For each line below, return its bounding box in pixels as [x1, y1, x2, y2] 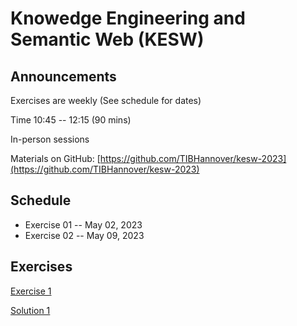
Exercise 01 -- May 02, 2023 [24, 218, 143, 231]
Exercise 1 [10, 285, 52, 297]
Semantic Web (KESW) [10, 28, 205, 51]
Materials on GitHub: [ [10, 153, 101, 164]
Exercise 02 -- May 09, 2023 [24, 229, 145, 241]
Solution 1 [10, 304, 51, 316]
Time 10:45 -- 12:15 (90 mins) [10, 114, 132, 126]
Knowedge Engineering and [10, 7, 246, 30]
